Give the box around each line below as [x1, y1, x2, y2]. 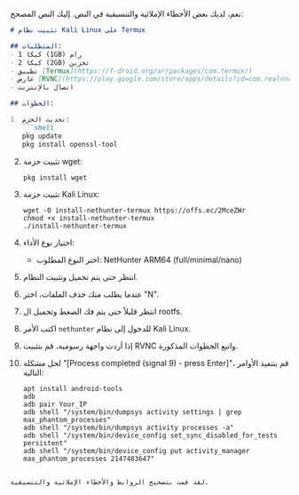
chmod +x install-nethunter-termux [22, 214, 155, 223]
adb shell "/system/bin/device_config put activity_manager [22, 447, 250, 456]
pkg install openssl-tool [21, 140, 118, 148]
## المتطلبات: [10, 41, 63, 51]
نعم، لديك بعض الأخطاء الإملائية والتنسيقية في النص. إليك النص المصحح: [10, 9, 244, 19]
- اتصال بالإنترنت [10, 83, 75, 92]
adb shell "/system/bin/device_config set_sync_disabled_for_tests [22, 431, 278, 440]
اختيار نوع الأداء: [22, 237, 75, 248]
